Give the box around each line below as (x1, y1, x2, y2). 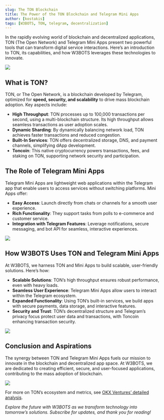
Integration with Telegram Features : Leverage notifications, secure (12, 221, 149, 227)
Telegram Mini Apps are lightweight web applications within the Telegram (5, 180, 153, 186)
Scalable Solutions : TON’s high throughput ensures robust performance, (12, 277, 160, 283)
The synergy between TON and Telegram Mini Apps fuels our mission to (5, 355, 151, 361)
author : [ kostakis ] (5, 16, 45, 21)
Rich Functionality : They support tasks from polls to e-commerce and (12, 210, 154, 216)
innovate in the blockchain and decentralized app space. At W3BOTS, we (5, 360, 153, 366)
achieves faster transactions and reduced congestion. (12, 132, 121, 138)
